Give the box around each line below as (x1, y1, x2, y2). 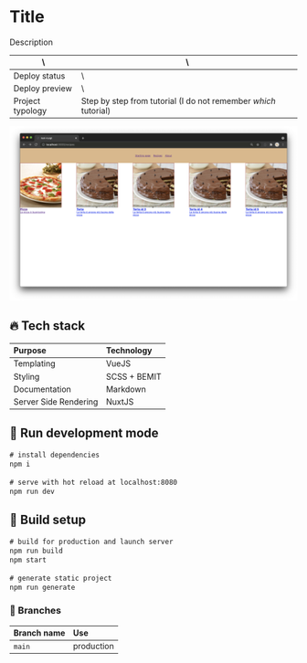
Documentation (13, 384, 71, 395)
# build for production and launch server (9, 537, 174, 547)
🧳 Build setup (9, 511, 87, 527)
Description (9, 37, 53, 47)
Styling (13, 371, 40, 382)
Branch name (13, 627, 66, 638)
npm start (9, 555, 48, 565)
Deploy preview (13, 82, 73, 93)
